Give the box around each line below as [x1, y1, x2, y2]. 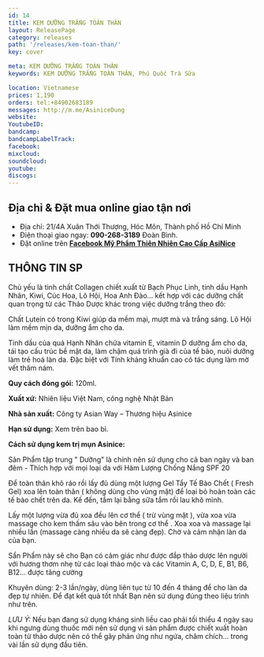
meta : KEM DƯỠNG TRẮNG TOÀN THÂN [8, 62, 118, 71]
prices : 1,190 [8, 91, 55, 99]
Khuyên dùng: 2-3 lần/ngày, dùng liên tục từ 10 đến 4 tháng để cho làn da [8, 582, 248, 592]
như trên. [8, 599, 38, 609]
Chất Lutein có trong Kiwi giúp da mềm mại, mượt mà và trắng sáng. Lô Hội [8, 314, 252, 324]
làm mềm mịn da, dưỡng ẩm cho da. [8, 322, 125, 332]
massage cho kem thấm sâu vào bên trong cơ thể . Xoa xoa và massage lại [8, 518, 251, 528]
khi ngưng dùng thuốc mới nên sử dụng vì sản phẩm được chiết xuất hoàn [8, 623, 248, 633]
